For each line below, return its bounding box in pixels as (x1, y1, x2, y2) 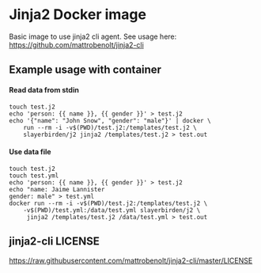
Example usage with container (9, 63, 161, 77)
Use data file (9, 147, 51, 157)
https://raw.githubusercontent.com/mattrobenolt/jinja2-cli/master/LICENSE (9, 256, 253, 265)
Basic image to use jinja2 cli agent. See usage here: (9, 32, 177, 41)
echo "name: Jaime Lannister (9, 185, 105, 193)
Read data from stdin (9, 85, 80, 94)
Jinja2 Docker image (9, 6, 147, 24)
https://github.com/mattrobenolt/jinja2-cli (9, 40, 145, 49)
